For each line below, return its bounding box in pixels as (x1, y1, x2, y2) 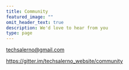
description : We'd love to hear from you (6, 24, 109, 31)
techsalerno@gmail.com (6, 46, 65, 53)
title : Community (6, 8, 48, 15)
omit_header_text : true (6, 19, 64, 25)
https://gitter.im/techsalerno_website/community (6, 58, 123, 65)
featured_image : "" (6, 14, 54, 20)
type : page (6, 30, 33, 36)
